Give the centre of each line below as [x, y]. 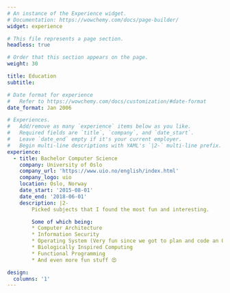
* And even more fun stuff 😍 [74, 260]
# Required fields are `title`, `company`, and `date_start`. [101, 133]
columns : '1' [32, 279]
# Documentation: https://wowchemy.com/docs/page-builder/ [93, 20]
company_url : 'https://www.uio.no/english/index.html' [99, 171]
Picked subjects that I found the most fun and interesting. [121, 209]
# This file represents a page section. [66, 38]
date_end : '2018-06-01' [53, 196]
